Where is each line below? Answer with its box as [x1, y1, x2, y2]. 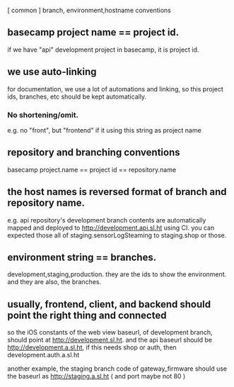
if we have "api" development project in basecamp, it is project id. [7, 45, 199, 54]
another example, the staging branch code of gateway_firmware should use [7, 364, 228, 373]
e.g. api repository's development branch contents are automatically [7, 215, 206, 224]
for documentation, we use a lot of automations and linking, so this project [7, 84, 224, 93]
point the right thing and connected [7, 309, 167, 321]
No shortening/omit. [7, 110, 79, 120]
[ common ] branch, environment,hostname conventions [7, 6, 171, 14]
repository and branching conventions [7, 147, 180, 159]
